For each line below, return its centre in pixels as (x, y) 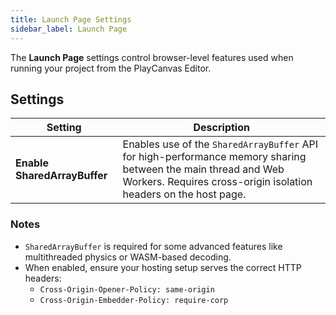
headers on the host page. (184, 194)
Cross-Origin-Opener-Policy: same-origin (127, 289)
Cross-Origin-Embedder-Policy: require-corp (134, 300)
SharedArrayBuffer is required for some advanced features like (153, 246)
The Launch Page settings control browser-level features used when (152, 57)
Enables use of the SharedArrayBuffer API (220, 144)
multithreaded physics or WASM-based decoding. (128, 257)
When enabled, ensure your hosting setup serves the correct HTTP (163, 267)
